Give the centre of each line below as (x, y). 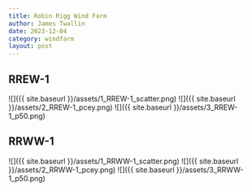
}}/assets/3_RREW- (206, 107)
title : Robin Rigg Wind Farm (58, 16)
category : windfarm (41, 39)
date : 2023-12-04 (38, 31)
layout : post (30, 46)
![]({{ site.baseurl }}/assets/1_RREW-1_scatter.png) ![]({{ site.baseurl (122, 98)
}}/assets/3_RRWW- (210, 169)
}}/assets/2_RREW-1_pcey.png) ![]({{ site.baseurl (90, 107)
